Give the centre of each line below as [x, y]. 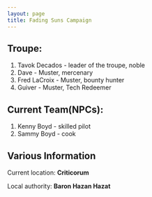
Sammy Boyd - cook [47, 134]
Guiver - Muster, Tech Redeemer [64, 87]
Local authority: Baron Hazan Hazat [59, 186]
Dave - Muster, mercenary [55, 73]
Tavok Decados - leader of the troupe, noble [81, 65]
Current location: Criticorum [48, 173]
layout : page [26, 14]
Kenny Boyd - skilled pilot [54, 126]
